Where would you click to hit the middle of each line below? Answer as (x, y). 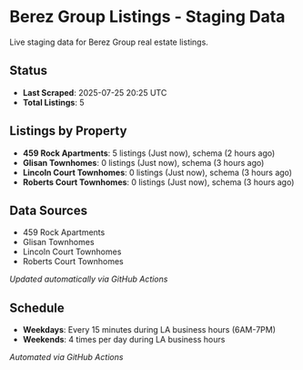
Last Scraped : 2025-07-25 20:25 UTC (95, 92)
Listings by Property (68, 131)
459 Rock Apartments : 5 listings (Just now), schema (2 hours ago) (149, 153)
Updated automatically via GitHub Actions (89, 279)
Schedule (37, 308)
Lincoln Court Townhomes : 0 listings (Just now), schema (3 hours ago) (157, 172)
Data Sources (49, 210)
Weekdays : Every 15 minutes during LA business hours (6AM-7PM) (149, 330)
